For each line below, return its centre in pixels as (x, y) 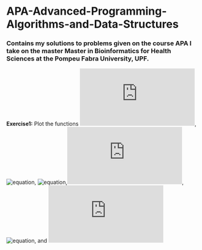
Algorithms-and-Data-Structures (92, 24)
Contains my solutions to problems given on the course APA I (99, 43)
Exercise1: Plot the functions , (102, 124)
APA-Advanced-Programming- (87, 11)
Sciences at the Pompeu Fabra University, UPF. (78, 59)
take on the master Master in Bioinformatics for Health (89, 51)
